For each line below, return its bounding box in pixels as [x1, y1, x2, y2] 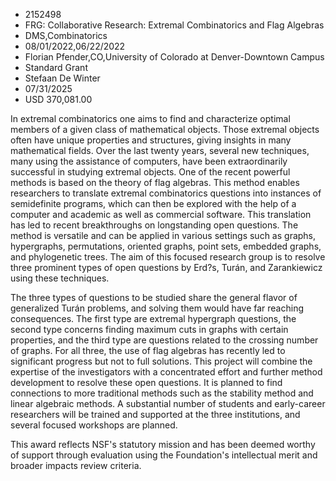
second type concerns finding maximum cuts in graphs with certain [10, 324, 289, 335]
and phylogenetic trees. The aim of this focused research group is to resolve [10, 251, 326, 263]
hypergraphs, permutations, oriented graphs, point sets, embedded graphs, [10, 240, 322, 252]
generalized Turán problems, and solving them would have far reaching [10, 302, 304, 314]
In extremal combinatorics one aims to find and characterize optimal [10, 113, 291, 124]
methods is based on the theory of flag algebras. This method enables [10, 177, 300, 188]
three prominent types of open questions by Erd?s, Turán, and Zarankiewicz [10, 262, 323, 273]
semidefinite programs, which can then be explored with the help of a [10, 198, 297, 209]
